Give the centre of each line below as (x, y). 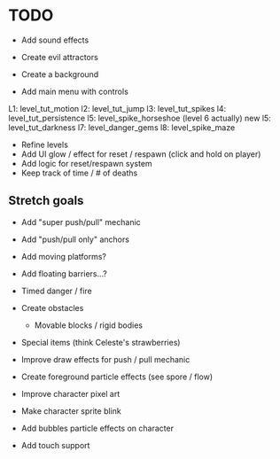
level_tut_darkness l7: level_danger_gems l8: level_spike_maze (122, 127)
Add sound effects (55, 40)
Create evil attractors (59, 57)
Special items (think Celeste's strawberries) (101, 342)
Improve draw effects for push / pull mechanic (105, 359)
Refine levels (44, 144)
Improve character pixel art (70, 393)
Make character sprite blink (71, 411)
